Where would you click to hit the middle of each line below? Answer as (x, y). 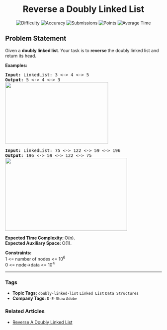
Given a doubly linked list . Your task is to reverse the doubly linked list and (82, 50)
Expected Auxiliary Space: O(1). (39, 243)
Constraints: (18, 253)
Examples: (16, 65)
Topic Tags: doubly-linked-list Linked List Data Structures (76, 293)
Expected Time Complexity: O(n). (40, 238)
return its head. (21, 56)
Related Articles (25, 311)
